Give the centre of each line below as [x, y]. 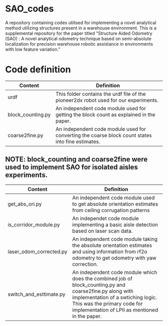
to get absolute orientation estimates [115, 204]
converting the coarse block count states [104, 135]
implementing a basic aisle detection [115, 225]
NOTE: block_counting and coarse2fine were [76, 159]
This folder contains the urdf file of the [101, 94]
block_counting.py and [99, 285]
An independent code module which [115, 272]
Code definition [38, 69]
